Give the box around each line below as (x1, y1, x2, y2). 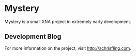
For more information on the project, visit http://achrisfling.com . (4, 45, 132, 51)
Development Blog (4, 33, 61, 41)
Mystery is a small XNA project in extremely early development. (4, 19, 132, 24)
